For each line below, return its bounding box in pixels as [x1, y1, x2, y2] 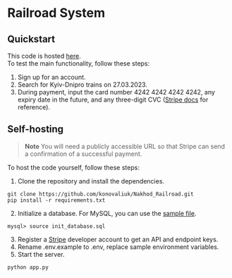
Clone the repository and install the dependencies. [17, 176, 164, 185]
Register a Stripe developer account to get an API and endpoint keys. [17, 235, 219, 243]
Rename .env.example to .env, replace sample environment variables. [17, 242, 219, 251]
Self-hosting [7, 123, 64, 135]
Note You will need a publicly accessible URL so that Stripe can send [24, 142, 226, 150]
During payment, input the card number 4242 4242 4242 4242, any [17, 88, 215, 96]
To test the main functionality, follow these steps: [7, 59, 150, 68]
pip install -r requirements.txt [7, 196, 106, 204]
